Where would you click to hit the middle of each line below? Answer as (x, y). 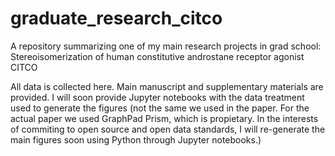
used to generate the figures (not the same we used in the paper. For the (160, 108)
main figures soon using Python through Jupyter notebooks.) (136, 139)
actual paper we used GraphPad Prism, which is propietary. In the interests (164, 118)
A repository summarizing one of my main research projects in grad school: (166, 46)
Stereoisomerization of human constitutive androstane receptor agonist (157, 56)
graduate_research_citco (116, 18)
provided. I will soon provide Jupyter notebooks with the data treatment (157, 97)
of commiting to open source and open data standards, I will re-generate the (168, 129)
